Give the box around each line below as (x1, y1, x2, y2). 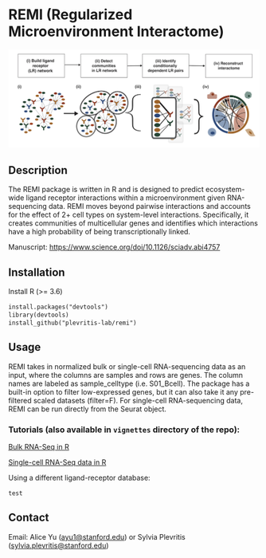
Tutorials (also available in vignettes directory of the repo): (8, 424, 241, 435)
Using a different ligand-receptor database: (8, 473, 151, 483)
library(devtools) (8, 311, 69, 319)
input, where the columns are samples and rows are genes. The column (8, 370, 244, 379)
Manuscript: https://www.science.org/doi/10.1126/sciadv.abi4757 (8, 242, 221, 252)
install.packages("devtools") (8, 303, 109, 311)
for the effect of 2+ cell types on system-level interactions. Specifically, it (8, 210, 249, 220)
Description (8, 163, 68, 177)
